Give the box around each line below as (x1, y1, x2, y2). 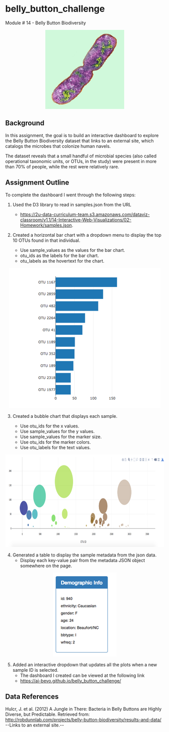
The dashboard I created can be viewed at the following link (20, 672, 145, 678)
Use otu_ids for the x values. (20, 423, 80, 429)
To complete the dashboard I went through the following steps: (5, 192, 136, 198)
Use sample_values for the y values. (20, 428, 95, 434)
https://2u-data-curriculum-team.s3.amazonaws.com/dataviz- (20, 211, 150, 218)
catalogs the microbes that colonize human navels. (5, 143, 111, 149)
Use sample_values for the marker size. (20, 434, 102, 440)
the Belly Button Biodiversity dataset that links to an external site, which (5, 138, 154, 144)
